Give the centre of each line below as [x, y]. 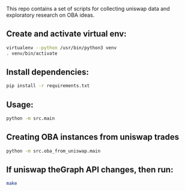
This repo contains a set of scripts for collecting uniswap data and [88, 9]
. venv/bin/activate [32, 53]
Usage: [20, 105]
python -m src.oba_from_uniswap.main [53, 151]
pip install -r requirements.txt [48, 86]
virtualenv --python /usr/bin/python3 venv [62, 47]
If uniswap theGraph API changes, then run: [90, 170]
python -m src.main [31, 119]
